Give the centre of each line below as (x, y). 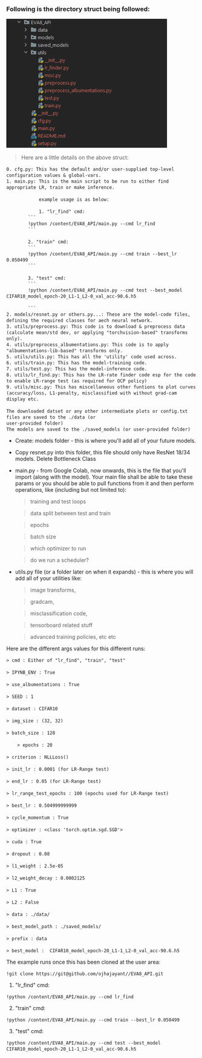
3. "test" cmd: (47, 278)
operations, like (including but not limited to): (71, 490)
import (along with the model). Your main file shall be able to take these (104, 477)
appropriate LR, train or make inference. (60, 188)
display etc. (23, 399)
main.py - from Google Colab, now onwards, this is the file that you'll (100, 471)
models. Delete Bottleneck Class (55, 459)
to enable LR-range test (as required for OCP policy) (77, 381)
